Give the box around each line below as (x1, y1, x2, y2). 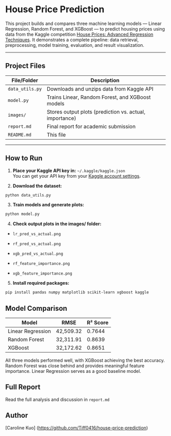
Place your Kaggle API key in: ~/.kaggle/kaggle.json (12, 167, 126, 174)
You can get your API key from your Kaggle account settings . (12, 173, 141, 179)
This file (46, 131, 66, 138)
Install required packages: (12, 280, 70, 286)
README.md (8, 131, 32, 138)
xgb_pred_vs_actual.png (12, 251, 64, 257)
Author (5, 411, 28, 420)
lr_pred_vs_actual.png (12, 232, 61, 237)
